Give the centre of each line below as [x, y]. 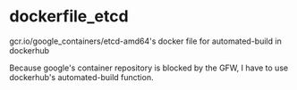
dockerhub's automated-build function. [81, 77]
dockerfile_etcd [69, 16]
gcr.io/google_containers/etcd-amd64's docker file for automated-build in [145, 41]
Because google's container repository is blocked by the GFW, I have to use [149, 68]
